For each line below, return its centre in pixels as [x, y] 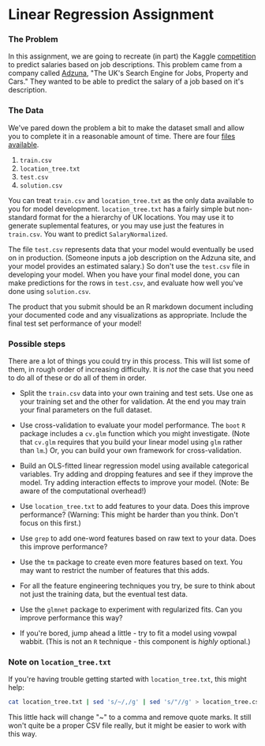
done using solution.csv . [50, 291]
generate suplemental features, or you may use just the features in [116, 225]
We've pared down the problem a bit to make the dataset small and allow [126, 127]
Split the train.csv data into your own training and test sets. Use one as [136, 394]
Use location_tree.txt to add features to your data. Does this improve [134, 507]
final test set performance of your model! [75, 323]
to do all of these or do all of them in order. [78, 378]
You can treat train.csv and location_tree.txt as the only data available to [131, 200]
